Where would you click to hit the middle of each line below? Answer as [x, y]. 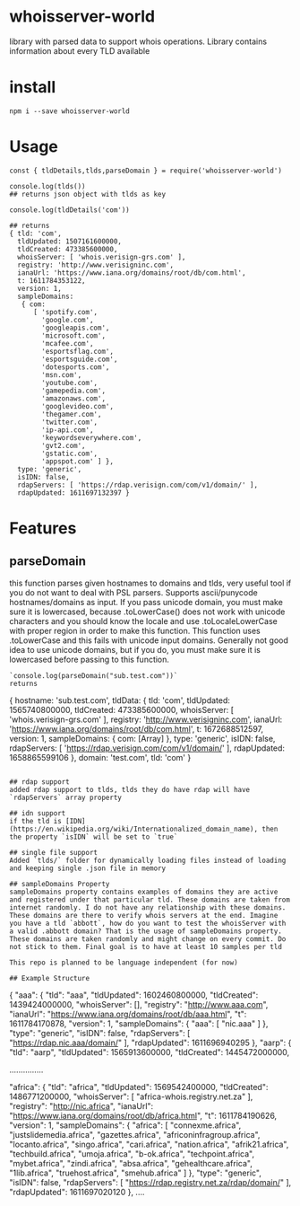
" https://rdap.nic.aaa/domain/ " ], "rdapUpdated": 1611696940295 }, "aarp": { [150, 1043]
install [33, 88]
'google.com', [68, 320]
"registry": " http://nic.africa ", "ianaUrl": [81, 1105]
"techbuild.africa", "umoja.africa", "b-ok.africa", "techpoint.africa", [132, 1153]
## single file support [54, 852]
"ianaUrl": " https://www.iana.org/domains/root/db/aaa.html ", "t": [128, 1014]
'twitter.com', [70, 422]
